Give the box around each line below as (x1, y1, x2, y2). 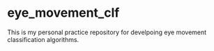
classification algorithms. (7, 35, 79, 43)
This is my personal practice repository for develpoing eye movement (7, 28, 207, 36)
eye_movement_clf (7, 5, 120, 21)
